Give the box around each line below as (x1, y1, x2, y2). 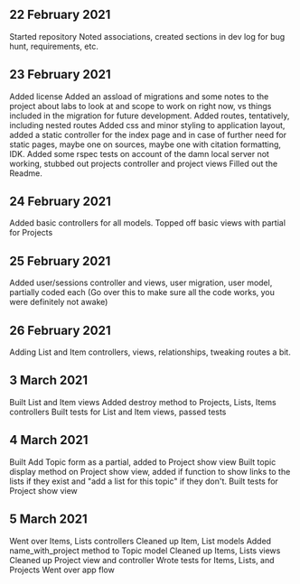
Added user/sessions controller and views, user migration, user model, (9, 277, 273, 288)
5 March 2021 (9, 512, 88, 527)
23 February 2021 (9, 67, 111, 82)
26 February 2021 (9, 322, 111, 338)
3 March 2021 (9, 373, 89, 388)
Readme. (9, 167, 42, 179)
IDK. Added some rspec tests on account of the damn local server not (9, 148, 269, 159)
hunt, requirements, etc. (9, 41, 99, 51)
